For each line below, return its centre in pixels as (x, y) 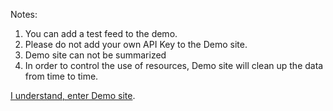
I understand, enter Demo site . (73, 95)
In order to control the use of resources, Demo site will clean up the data (174, 65)
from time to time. (61, 76)
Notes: (24, 14)
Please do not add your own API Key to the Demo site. (136, 44)
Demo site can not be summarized (95, 55)
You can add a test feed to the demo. (101, 33)
